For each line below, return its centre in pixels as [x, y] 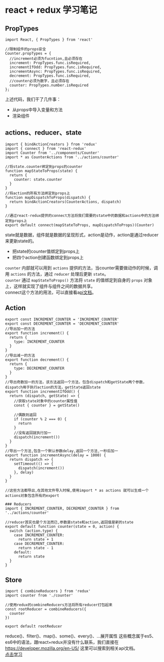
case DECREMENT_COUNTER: [39, 544]
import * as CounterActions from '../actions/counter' [62, 157]
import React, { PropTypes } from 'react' [49, 40]
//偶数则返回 [25, 415]
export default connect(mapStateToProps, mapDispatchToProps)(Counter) [80, 225]
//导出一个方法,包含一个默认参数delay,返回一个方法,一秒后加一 [62, 451]
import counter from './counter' [39, 595]
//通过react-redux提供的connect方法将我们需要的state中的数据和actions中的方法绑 [82, 215]
